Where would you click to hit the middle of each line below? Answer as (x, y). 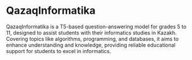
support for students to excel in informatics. (59, 51)
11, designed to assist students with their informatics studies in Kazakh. (91, 32)
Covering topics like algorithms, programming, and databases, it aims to (92, 39)
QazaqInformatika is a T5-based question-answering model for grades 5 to (96, 27)
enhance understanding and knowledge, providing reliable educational (91, 45)
